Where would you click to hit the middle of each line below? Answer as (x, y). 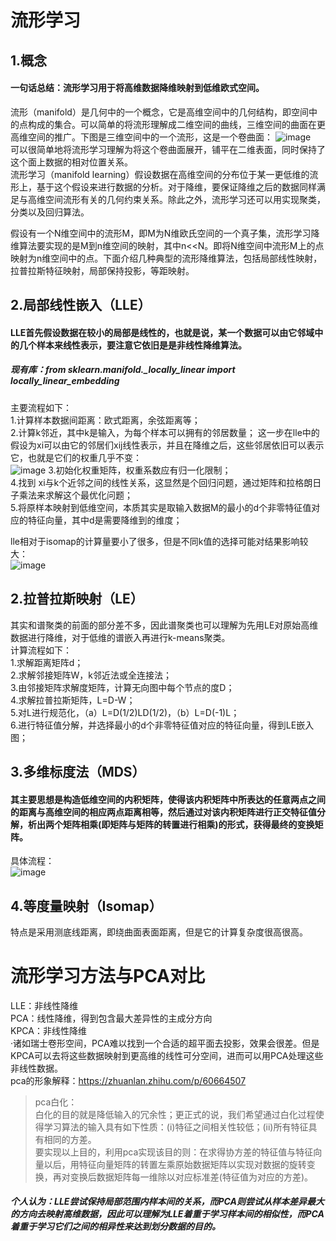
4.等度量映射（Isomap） (86, 906)
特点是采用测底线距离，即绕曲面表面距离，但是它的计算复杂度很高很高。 (159, 932)
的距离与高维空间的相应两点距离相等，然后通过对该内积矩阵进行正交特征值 (163, 812)
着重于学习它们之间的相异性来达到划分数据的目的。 (115, 1227)
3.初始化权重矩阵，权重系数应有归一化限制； (140, 470)
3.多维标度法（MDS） (78, 771)
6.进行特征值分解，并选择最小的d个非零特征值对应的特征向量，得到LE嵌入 (162, 725)
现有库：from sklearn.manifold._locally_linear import (123, 370)
